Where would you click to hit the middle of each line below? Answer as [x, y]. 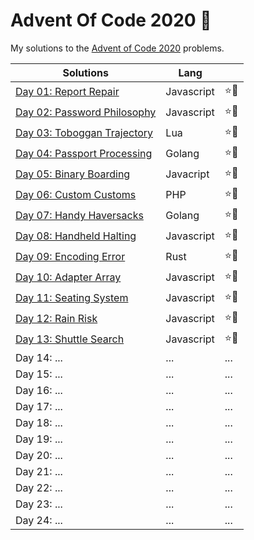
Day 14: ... [39, 357]
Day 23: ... [39, 504]
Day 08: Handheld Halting [76, 236]
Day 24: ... [39, 520]
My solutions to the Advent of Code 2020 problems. [117, 48]
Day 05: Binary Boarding [73, 174]
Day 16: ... [39, 390]
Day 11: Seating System [72, 298]
